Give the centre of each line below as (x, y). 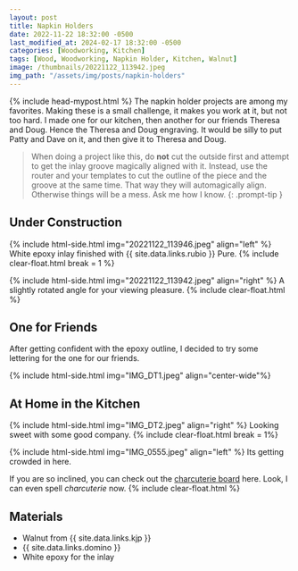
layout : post (33, 17)
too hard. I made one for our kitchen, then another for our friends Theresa (145, 120)
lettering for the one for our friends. (74, 358)
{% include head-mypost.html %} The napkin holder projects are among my (149, 101)
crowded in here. (40, 462)
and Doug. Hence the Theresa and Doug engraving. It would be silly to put (146, 130)
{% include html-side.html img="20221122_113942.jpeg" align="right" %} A (147, 280)
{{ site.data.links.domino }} (71, 547)
